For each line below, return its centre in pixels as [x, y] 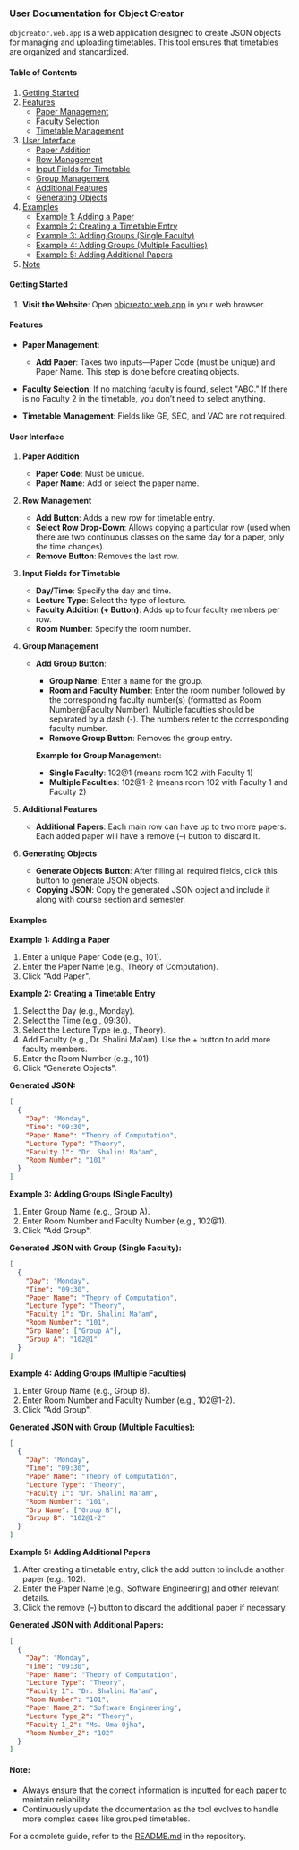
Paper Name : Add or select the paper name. [117, 483]
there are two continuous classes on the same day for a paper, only [160, 537]
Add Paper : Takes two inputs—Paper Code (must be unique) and [155, 362]
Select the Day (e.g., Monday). [78, 1011]
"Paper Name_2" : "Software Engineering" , [103, 1708]
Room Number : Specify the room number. [113, 629]
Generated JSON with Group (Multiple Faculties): [102, 1427]
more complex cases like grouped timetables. [106, 1819]
